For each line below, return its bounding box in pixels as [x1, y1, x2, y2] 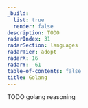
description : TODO [7, 29, 60, 36]
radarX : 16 [7, 55, 38, 62]
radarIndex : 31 [7, 36, 51, 43]
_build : [7, 10, 30, 17]
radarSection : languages [7, 42, 78, 49]
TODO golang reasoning [7, 93, 76, 101]
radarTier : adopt [7, 49, 57, 56]
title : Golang [7, 74, 48, 81]
